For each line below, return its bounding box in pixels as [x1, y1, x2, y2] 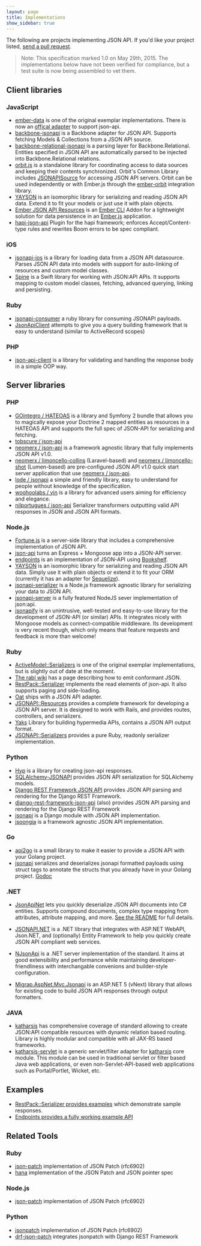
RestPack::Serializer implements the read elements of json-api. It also [14, 681, 187, 688]
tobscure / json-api [14, 437, 62, 444]
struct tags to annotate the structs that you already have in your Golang [14, 865, 192, 873]
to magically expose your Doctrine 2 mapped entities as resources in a [14, 418, 190, 425]
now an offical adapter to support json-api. [14, 123, 121, 130]
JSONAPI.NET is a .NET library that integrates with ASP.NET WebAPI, [14, 926, 186, 933]
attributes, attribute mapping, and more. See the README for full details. [14, 914, 194, 921]
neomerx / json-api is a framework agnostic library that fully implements [14, 444, 194, 451]
